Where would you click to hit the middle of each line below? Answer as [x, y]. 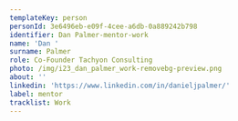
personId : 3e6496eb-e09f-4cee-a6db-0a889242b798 [103, 26]
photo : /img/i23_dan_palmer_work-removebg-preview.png [116, 69]
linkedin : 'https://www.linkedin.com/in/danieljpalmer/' [120, 86]
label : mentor [36, 94]
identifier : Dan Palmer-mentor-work [79, 35]
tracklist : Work [40, 102]
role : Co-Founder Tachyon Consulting [81, 60]
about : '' [28, 77]
